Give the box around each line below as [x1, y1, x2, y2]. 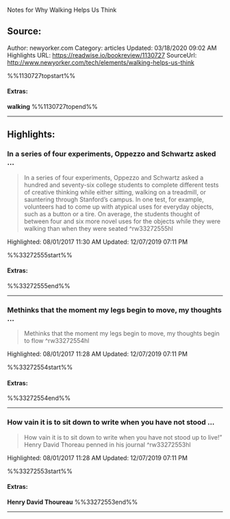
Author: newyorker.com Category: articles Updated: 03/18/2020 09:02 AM [7, 44, 217, 52]
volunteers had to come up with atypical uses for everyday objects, [23, 202, 214, 211]
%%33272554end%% [7, 394, 71, 403]
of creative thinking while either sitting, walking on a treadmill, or [23, 188, 207, 196]
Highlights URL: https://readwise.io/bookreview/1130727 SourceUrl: [7, 51, 197, 59]
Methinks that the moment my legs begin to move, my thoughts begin [23, 329, 220, 338]
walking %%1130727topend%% [7, 103, 98, 111]
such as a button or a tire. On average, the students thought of [23, 210, 201, 218]
